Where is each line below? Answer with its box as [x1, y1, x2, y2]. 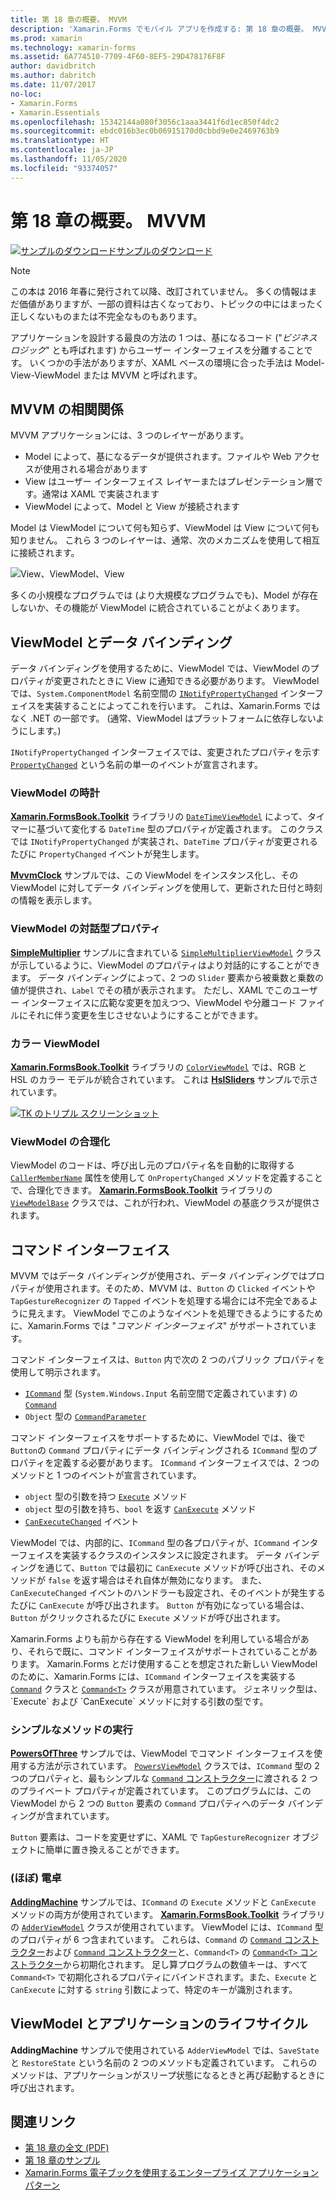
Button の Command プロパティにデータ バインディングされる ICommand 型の [10, 1444, 309, 1456]
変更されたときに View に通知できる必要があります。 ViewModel [53, 675, 320, 687]
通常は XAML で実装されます [41, 488, 160, 500]
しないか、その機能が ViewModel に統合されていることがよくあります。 [10, 602, 305, 614]
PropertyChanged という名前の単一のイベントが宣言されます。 [10, 759, 263, 771]
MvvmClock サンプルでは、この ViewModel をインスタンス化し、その [10, 869, 299, 881]
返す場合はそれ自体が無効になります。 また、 [81, 1574, 268, 1586]
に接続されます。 [10, 547, 80, 559]
